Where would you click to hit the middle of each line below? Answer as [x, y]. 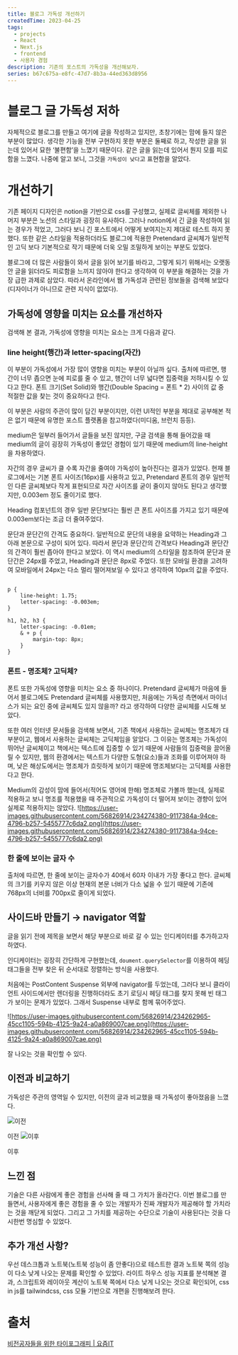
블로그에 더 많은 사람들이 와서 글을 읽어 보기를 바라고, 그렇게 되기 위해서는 [109, 262]
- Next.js [28, 47]
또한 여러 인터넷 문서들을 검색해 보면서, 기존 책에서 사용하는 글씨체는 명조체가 [114, 730]
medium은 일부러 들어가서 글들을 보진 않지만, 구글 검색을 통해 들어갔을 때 [109, 435]
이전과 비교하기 [39, 1079]
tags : [15, 27]
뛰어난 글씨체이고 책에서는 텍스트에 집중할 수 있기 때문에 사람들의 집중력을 [110, 748]
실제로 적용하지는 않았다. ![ [44, 807]
